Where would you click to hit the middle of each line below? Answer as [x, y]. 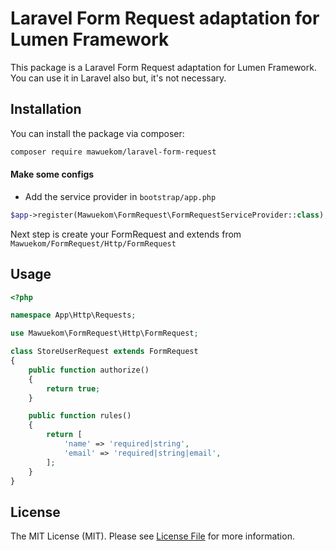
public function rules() [80, 416]
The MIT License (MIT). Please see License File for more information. [152, 536]
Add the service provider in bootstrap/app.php [120, 196]
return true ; [73, 388]
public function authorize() [89, 370]
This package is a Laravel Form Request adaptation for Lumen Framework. [163, 67]
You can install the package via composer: [97, 133]
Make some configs [52, 174]
